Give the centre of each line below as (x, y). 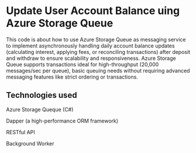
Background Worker (30, 143)
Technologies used (42, 95)
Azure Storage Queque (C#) (40, 109)
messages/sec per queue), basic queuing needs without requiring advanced (98, 70)
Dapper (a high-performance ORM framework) (62, 121)
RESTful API (20, 132)
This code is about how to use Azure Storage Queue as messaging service (96, 39)
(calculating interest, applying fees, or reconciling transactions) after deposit (98, 52)
